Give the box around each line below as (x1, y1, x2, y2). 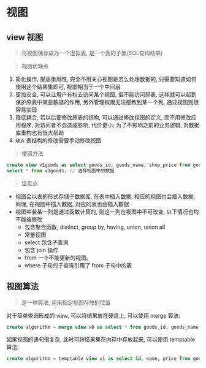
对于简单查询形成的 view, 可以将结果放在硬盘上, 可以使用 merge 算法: (6, 312, 181, 319)
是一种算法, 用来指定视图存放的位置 (21, 299, 111, 306)
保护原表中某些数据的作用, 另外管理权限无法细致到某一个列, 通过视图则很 (15, 99, 199, 105)
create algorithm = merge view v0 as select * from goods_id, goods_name (6, 324, 199, 330)
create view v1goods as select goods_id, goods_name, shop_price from (6, 162, 191, 168)
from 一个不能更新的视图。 (24, 254, 92, 261)
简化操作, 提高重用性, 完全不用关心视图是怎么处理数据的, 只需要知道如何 (15, 75, 197, 83)
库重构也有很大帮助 (15, 129, 64, 136)
